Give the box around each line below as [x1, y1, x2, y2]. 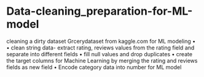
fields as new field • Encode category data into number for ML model [6, 63, 182, 71]
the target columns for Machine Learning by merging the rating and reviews [6, 57, 198, 64]
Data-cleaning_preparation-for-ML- [6, 4, 193, 18]
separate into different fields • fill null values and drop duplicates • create [6, 50, 192, 57]
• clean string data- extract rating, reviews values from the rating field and [6, 44, 195, 51]
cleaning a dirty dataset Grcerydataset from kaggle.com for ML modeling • [6, 37, 196, 45]
